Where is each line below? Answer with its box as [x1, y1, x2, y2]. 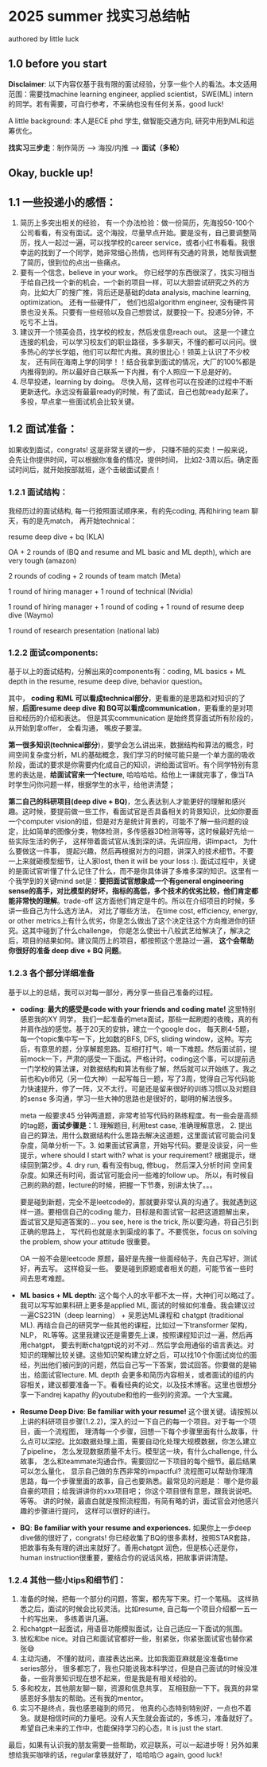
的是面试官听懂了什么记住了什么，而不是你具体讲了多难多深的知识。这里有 [8, 866, 252, 876]
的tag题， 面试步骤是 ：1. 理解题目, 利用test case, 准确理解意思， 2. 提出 [19, 1120, 253, 1130]
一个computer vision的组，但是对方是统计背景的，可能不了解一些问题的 [8, 816, 242, 827]
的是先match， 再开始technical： [29, 516, 137, 525]
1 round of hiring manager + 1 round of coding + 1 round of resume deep [8, 602, 245, 612]
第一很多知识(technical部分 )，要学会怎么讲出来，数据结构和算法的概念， [8, 740, 247, 750]
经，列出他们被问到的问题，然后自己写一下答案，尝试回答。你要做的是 [19, 1360, 250, 1370]
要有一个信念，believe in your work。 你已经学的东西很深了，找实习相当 [19, 267, 256, 277]
